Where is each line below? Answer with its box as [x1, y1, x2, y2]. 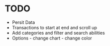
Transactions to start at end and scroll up [12, 24, 97, 30]
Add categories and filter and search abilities [12, 30, 105, 36]
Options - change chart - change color [12, 35, 92, 41]
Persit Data [12, 19, 35, 25]
